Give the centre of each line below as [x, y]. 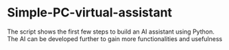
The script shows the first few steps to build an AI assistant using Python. [111, 32]
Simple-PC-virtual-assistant [90, 13]
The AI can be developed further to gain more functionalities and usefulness [115, 38]
